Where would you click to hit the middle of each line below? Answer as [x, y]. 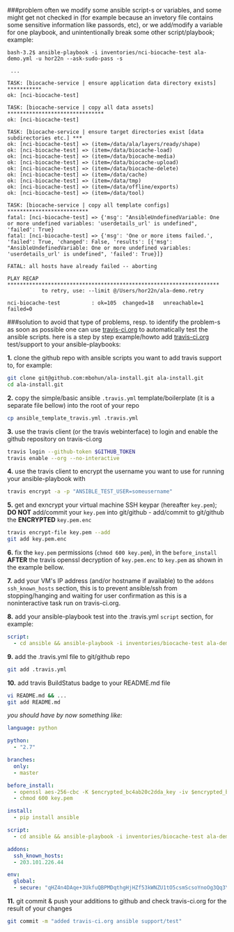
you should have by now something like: [65, 716]
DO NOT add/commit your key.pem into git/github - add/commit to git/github [116, 512]
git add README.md [34, 702]
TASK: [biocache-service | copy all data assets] [81, 108]
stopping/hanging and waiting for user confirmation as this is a [97, 596]
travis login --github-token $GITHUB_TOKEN [71, 452]
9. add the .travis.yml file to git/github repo [69, 656]
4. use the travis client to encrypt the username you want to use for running [116, 471]
